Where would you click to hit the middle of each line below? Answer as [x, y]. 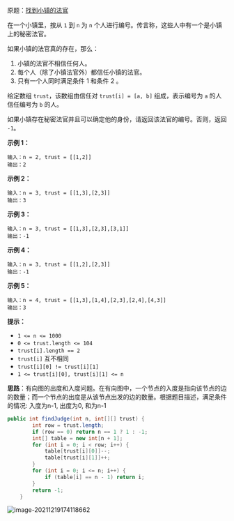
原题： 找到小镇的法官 [38, 10]
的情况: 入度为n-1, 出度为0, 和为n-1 [57, 406]
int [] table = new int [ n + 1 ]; [78, 438]
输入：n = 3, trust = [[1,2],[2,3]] [59, 264]
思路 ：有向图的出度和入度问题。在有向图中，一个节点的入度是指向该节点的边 [117, 388]
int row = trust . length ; [68, 425]
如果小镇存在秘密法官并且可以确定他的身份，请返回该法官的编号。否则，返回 [117, 119]
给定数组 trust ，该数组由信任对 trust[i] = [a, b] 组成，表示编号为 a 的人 [115, 96]
